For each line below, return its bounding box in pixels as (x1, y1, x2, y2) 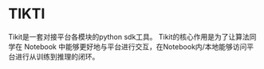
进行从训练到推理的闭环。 (14, 52, 100, 61)
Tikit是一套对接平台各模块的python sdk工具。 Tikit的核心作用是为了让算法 (8, 32, 250, 41)
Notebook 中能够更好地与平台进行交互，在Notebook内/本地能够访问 (23, 41, 247, 52)
